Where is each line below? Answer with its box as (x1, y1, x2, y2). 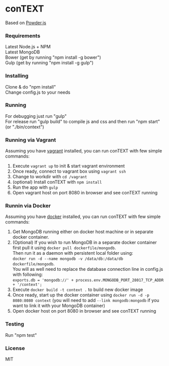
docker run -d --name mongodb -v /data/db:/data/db (12, 256, 123, 262)
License (5, 344, 25, 351)
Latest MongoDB (5, 49, 40, 55)
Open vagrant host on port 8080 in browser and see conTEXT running (12, 190, 158, 196)
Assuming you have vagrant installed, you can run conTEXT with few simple (5, 148, 162, 154)
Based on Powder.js (5, 20, 46, 26)
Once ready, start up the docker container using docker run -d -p (12, 292, 149, 298)
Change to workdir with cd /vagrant (12, 174, 87, 180)
